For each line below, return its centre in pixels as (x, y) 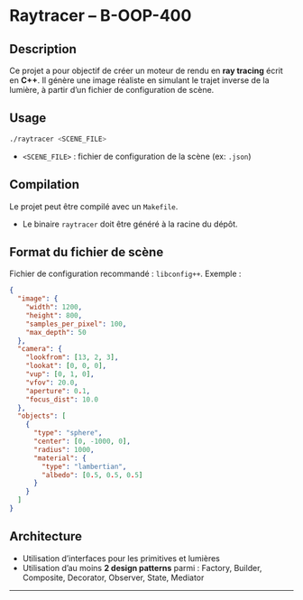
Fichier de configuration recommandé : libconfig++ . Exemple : (125, 274)
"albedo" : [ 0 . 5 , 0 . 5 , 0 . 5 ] (92, 475)
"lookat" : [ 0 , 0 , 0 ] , (66, 366)
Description (43, 49)
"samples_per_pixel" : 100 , (76, 324)
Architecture (46, 536)
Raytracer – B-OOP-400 (101, 16)
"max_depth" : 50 (56, 332)
